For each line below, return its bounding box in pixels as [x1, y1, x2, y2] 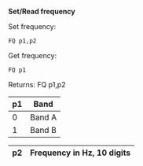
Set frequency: [8, 22, 57, 31]
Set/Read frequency [8, 7, 76, 16]
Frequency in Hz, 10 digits [30, 147, 131, 158]
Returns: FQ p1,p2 [8, 80, 66, 89]
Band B [30, 125, 57, 135]
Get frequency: [8, 51, 57, 60]
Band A [30, 112, 57, 123]
